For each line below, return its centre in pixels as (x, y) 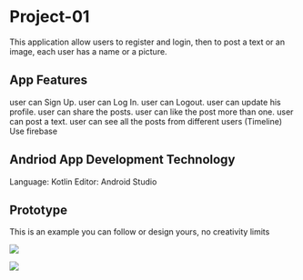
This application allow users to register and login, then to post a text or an (147, 42)
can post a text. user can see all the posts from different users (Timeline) (146, 121)
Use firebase (33, 131)
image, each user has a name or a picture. (88, 51)
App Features (49, 80)
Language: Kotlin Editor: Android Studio (83, 181)
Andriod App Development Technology (122, 160)
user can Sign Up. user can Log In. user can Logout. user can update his (145, 102)
